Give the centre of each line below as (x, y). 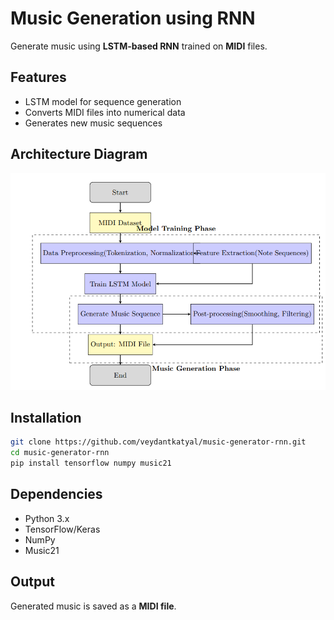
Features (38, 77)
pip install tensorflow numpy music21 (91, 463)
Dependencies (56, 494)
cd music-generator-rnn (60, 453)
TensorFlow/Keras (62, 529)
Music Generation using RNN (133, 18)
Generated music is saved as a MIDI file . (93, 606)
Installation (46, 418)
